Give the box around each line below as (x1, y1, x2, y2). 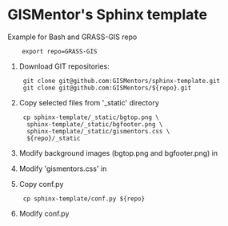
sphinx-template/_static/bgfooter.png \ (26, 120, 163, 129)
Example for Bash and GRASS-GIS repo (7, 32, 138, 42)
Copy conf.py (18, 179, 64, 188)
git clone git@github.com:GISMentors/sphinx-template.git (22, 77, 221, 85)
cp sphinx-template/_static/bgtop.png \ (22, 113, 160, 121)
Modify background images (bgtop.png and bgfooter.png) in (18, 148, 218, 157)
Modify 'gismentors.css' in (18, 164, 107, 173)
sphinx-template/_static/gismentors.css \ (26, 127, 170, 135)
